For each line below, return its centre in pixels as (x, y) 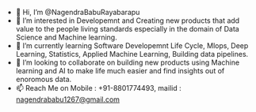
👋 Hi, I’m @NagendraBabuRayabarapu (78, 12)
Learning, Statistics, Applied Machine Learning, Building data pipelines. (132, 54)
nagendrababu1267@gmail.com (68, 99)
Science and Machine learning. (66, 37)
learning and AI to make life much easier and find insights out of (120, 71)
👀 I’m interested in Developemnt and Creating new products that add (128, 21)
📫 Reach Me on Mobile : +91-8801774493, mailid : (98, 88)
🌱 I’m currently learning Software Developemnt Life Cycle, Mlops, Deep (132, 46)
